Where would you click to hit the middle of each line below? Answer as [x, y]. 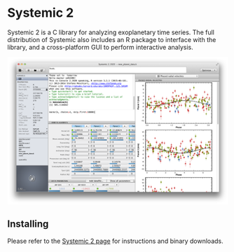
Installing [28, 224]
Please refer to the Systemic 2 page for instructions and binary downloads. [116, 241]
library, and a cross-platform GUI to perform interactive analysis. [101, 47]
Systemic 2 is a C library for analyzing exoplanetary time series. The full [111, 32]
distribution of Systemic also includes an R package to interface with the [112, 39]
